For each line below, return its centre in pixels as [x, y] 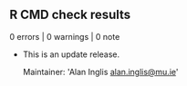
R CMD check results [70, 15]
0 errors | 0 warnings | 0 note [65, 36]
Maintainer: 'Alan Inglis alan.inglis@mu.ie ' [100, 72]
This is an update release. [71, 54]
